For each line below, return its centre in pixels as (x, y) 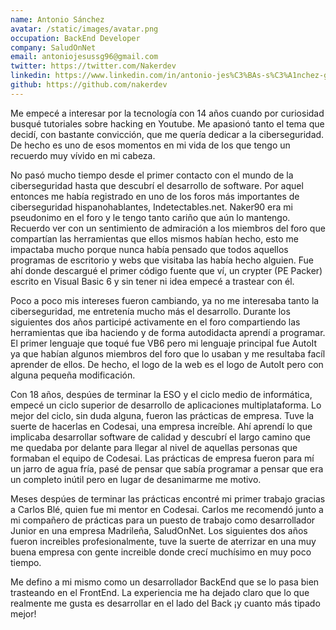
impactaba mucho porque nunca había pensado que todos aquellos (149, 249)
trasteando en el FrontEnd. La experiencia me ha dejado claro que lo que (160, 592)
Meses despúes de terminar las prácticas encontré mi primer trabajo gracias (168, 498)
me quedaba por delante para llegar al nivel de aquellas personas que (154, 447)
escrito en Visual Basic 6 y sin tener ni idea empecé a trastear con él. (152, 281)
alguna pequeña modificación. (73, 375)
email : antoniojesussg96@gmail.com (84, 57)
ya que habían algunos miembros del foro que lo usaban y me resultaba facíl (168, 353)
